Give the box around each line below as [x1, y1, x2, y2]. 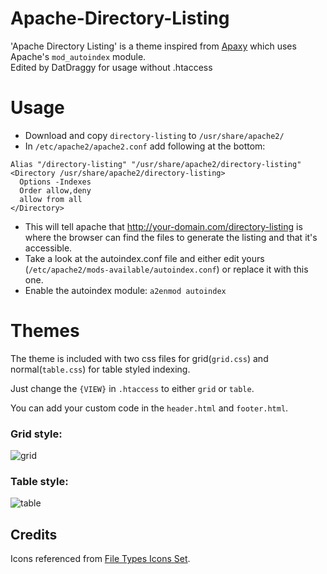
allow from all [19, 194, 83, 204]
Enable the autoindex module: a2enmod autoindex [24, 284, 227, 296]
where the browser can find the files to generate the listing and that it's [24, 231, 318, 243]
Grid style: [10, 427, 63, 441]
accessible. [24, 242, 73, 254]
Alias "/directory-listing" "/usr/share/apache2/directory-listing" [10, 159, 302, 169]
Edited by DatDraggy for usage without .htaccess [10, 61, 213, 73]
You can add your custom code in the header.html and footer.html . [10, 402, 289, 414]
